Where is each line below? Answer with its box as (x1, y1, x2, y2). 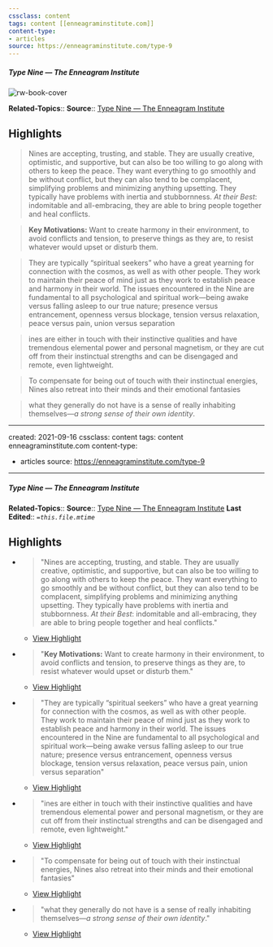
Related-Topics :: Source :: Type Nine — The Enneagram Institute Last (8, 503, 242, 513)
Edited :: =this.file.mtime (8, 511, 95, 521)
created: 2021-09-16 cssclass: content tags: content (8, 432, 184, 441)
